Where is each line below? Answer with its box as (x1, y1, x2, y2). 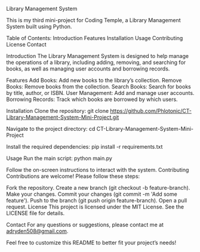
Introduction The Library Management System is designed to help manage (6, 53, 189, 59)
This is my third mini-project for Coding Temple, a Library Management (6, 17, 181, 23)
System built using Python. (6, 23, 72, 30)
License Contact (6, 41, 47, 48)
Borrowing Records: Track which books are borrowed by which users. (6, 96, 178, 103)
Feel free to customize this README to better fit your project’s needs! (6, 239, 177, 246)
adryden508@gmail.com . (6, 228, 69, 235)
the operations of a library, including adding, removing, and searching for (6, 59, 186, 66)
